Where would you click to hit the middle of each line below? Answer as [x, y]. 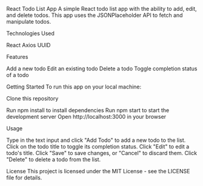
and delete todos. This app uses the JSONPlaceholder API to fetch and [95, 15]
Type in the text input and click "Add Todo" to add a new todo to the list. [96, 140]
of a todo [18, 75]
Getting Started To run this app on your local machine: [74, 87]
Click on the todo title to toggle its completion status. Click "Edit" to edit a [98, 147]
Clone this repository [32, 98]
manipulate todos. [29, 22]
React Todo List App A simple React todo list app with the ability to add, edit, [101, 9]
